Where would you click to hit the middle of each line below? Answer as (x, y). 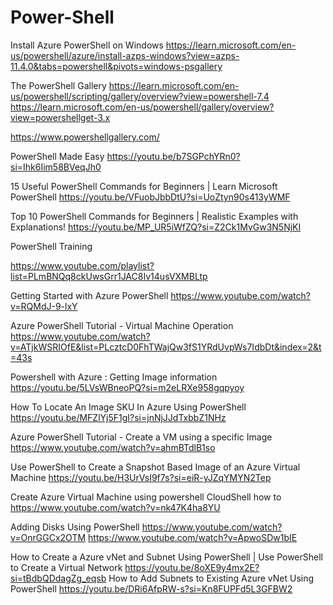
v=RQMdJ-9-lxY (44, 306)
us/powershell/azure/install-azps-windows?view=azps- (125, 55)
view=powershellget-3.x (60, 117)
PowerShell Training (51, 246)
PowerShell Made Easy (57, 156)
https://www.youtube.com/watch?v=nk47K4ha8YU (115, 507)
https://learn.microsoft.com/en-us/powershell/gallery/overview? (142, 107)
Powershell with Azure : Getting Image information (114, 377)
